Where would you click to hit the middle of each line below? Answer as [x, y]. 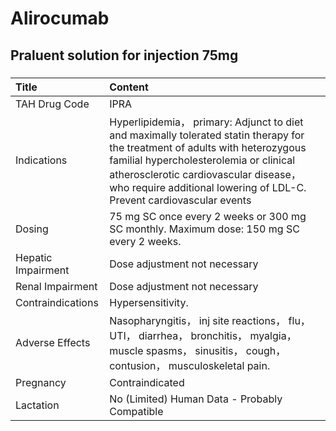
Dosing [32, 229]
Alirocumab [60, 18]
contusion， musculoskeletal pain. [190, 365]
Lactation [37, 405]
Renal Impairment [56, 286]
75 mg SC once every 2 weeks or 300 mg [208, 216]
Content [129, 87]
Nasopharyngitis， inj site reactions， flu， [210, 320]
